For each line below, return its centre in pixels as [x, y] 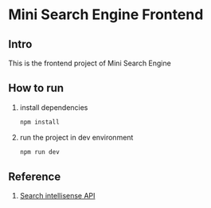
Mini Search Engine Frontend [106, 15]
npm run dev [39, 152]
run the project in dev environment [76, 137]
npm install [39, 122]
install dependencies [54, 107]
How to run [36, 88]
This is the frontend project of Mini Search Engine [90, 63]
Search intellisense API [57, 196]
